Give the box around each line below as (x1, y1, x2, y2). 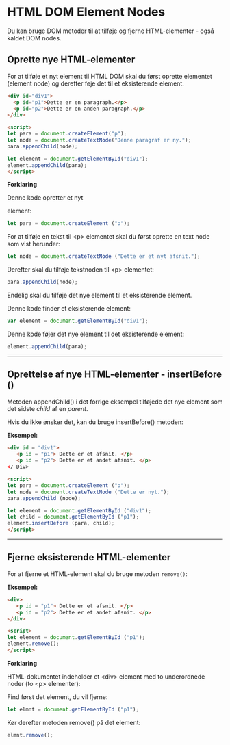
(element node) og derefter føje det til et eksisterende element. (7, 79, 185, 88)
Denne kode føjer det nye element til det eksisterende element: (7, 330, 185, 338)
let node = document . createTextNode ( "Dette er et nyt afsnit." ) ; (7, 253, 201, 260)
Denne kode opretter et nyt (7, 194, 84, 202)
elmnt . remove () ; (7, 731, 53, 739)
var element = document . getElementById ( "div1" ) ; (7, 317, 149, 324)
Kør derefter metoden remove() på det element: (7, 718, 141, 727)
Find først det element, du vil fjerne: (7, 692, 108, 701)
